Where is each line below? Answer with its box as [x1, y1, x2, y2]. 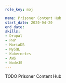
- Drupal [5, 34, 23, 38]
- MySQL [5, 47, 21, 52]
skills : [5, 29, 21, 34]
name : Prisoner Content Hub [5, 15, 62, 21]
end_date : [5, 24, 25, 29]
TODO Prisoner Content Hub [5, 73, 62, 79]
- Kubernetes [5, 51, 31, 56]
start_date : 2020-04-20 [5, 20, 53, 25]
